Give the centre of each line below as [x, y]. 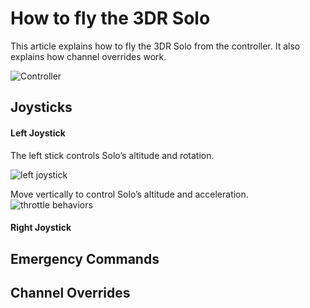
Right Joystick [41, 228]
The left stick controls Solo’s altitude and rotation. [112, 155]
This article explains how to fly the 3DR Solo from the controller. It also [155, 46]
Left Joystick [38, 133]
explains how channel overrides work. [88, 56]
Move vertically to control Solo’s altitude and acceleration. [129, 194]
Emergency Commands [85, 258]
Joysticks [41, 107]
